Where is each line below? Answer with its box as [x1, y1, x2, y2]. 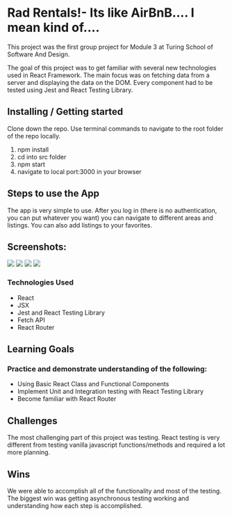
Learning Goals [7, 343, 75, 356]
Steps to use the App [7, 188, 99, 200]
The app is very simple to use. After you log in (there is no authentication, [7, 206, 217, 214]
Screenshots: [7, 241, 67, 253]
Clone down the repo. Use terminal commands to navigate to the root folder [7, 124, 224, 133]
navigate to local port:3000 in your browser [17, 167, 142, 175]
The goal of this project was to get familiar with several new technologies [7, 63, 217, 72]
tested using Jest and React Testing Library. [7, 86, 133, 94]
